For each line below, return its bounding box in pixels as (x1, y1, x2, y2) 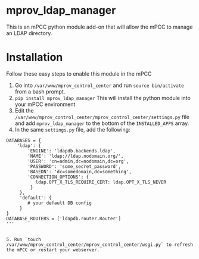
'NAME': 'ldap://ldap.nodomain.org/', (27, 153, 124, 159)
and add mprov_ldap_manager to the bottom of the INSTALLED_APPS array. (14, 120, 189, 127)
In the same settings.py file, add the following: (14, 126, 130, 133)
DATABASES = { (6, 138, 42, 143)
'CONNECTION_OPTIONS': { (27, 174, 89, 180)
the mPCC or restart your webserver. (6, 246, 100, 253)
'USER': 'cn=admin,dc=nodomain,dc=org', (27, 158, 129, 164)
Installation (6, 51, 63, 64)
